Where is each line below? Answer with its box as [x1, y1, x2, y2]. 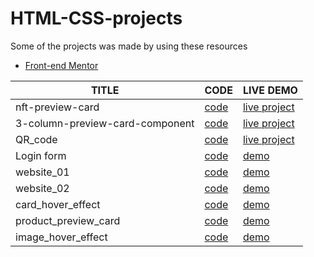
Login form [15, 148, 67, 162]
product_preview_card [15, 213, 121, 227]
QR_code [15, 132, 58, 146]
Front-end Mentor [24, 59, 99, 71]
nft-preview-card [15, 100, 100, 114]
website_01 [15, 165, 70, 179]
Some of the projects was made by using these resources [10, 40, 248, 52]
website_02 [15, 181, 70, 195]
